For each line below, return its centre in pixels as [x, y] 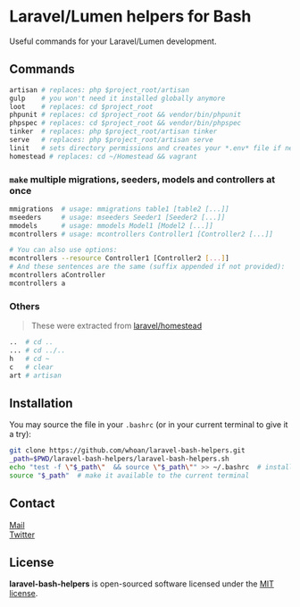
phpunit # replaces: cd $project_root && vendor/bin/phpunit [125, 115]
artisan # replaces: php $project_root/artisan [100, 90]
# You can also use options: [63, 250]
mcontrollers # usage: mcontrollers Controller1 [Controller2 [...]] [142, 234]
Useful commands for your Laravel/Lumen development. [113, 41]
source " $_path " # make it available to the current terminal [129, 476]
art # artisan [36, 375]
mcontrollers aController [57, 275]
